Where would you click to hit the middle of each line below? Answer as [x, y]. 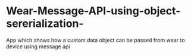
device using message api [38, 46]
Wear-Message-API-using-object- [93, 11]
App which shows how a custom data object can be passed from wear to [96, 40]
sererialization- [45, 24]
